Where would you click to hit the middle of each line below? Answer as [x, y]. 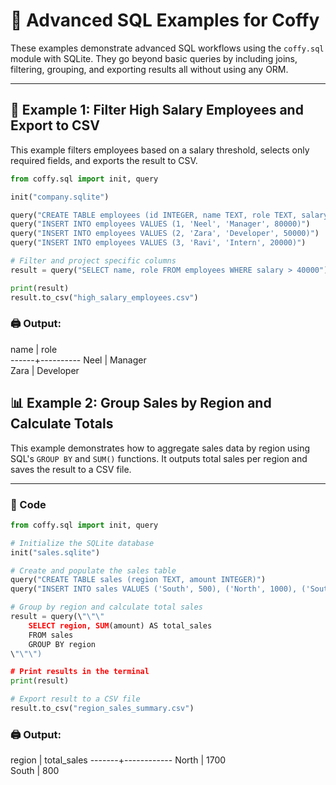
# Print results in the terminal [80, 672]
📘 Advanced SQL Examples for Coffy [165, 20]
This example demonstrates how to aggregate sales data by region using [160, 448]
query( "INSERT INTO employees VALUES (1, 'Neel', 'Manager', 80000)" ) [160, 224]
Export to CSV [55, 125]
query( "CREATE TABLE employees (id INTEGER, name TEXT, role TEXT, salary [169, 215]
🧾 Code [28, 504]
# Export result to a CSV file [75, 699]
